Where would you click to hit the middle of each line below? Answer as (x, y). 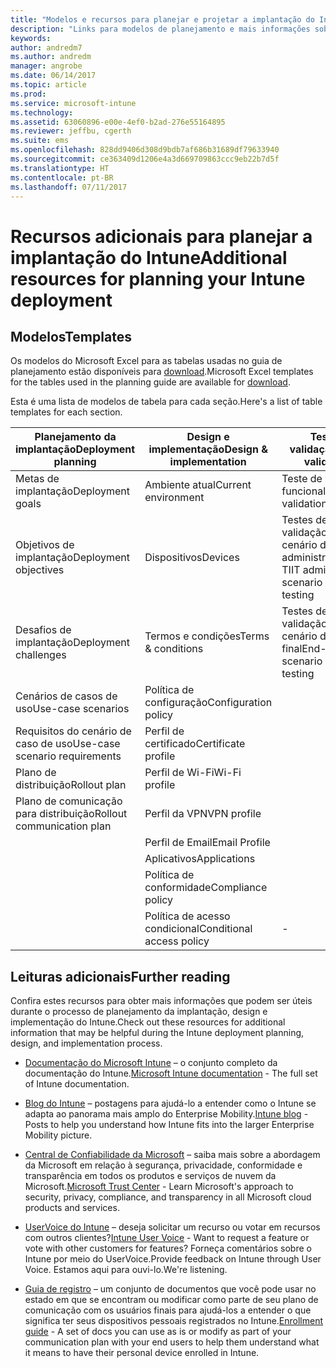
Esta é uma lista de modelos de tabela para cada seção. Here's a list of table (166, 402)
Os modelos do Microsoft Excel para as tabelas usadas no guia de (146, 361)
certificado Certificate (195, 744)
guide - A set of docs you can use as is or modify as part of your (158, 1332)
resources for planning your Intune (158, 278)
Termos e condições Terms (207, 636)
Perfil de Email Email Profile (207, 843)
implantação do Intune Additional (149, 257)
